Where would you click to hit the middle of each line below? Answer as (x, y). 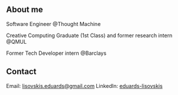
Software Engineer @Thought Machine (54, 24)
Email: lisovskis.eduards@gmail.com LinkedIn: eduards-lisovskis (84, 86)
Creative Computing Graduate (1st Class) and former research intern (89, 35)
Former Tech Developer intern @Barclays (56, 53)
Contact (21, 72)
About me (25, 10)
